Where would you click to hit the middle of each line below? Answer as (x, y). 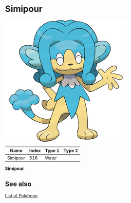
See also (18, 184)
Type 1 (52, 151)
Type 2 (71, 151)
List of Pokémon (21, 195)
